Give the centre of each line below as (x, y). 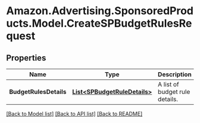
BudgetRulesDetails (38, 92)
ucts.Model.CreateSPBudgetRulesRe (99, 23)
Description (175, 74)
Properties (26, 58)
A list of (168, 84)
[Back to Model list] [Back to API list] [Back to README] (74, 114)
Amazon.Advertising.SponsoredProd (100, 11)
